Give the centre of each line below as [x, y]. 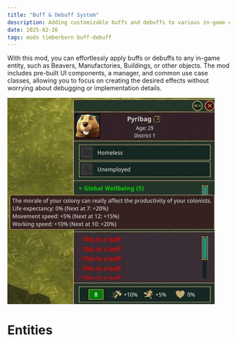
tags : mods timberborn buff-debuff [60, 37]
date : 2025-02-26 [33, 30]
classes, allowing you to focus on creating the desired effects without [108, 80]
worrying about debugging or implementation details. [85, 88]
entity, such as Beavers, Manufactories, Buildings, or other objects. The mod [119, 66]
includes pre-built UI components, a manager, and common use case [108, 73]
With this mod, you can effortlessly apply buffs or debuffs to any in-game [114, 58]
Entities [30, 330]
